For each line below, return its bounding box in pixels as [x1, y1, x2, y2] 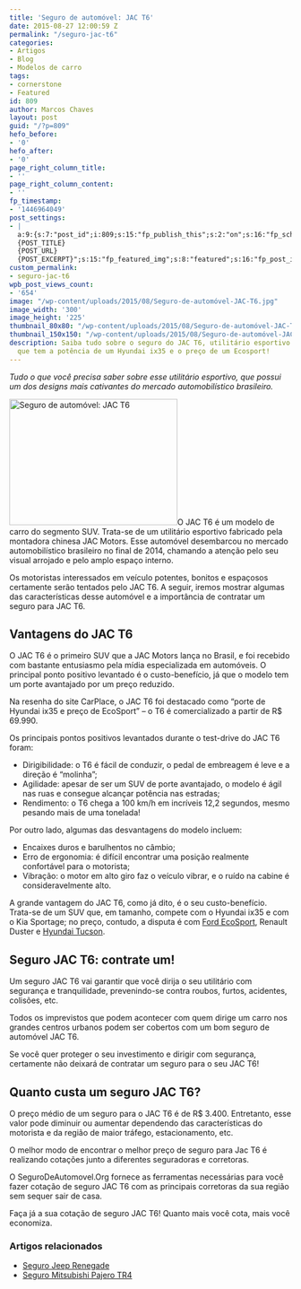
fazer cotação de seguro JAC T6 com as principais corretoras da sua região [9, 1181, 289, 1192]
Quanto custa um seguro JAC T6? [9, 1084, 202, 1100]
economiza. [9, 1217, 53, 1229]
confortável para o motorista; [21, 861, 130, 872]
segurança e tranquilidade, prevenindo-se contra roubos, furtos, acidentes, [9, 986, 288, 997]
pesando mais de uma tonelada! [21, 807, 141, 818]
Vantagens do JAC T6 [9, 627, 133, 642]
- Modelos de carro [9, 64, 82, 73]
